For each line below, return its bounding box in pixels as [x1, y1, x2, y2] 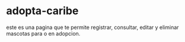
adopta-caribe [6, 4, 79, 18]
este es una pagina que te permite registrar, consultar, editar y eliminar [6, 24, 179, 31]
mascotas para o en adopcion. [6, 30, 81, 37]
